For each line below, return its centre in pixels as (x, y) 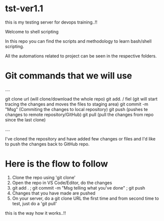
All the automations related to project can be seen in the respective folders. (81, 56)
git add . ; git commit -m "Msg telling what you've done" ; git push (79, 188)
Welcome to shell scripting (32, 31)
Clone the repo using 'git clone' (44, 177)
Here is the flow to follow (57, 164)
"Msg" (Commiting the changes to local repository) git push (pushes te (77, 109)
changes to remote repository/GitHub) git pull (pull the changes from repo (79, 114)
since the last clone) (25, 120)
